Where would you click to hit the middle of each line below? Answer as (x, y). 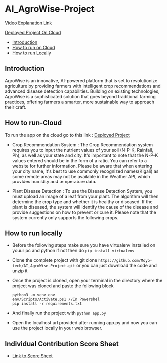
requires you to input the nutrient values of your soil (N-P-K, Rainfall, (83, 150)
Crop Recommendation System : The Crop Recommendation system (83, 144)
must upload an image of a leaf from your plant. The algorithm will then (85, 196)
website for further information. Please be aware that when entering (82, 166)
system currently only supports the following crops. (65, 217)
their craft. (16, 107)
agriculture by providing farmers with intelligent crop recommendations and (83, 86)
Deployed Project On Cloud (33, 32)
